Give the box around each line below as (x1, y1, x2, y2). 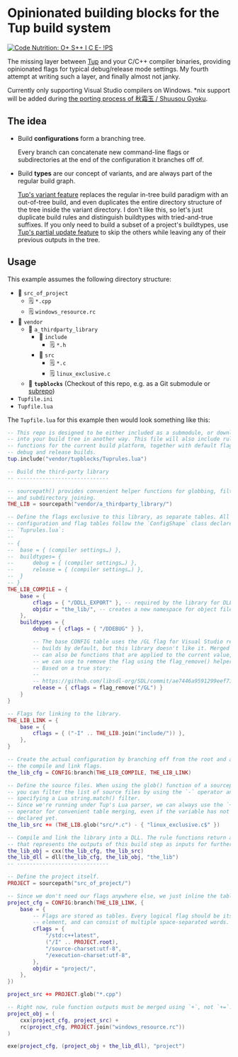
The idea (7, 115, 47, 127)
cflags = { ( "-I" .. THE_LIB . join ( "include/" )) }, (33, 730, 186, 737)
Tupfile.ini (17, 395, 53, 403)
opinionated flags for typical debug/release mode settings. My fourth (7, 64, 209, 73)
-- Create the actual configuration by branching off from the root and (7, 756, 227, 763)
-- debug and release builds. (7, 449, 97, 456)
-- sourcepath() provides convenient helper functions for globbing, (7, 487, 217, 495)
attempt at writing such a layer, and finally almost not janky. (7, 72, 181, 81)
